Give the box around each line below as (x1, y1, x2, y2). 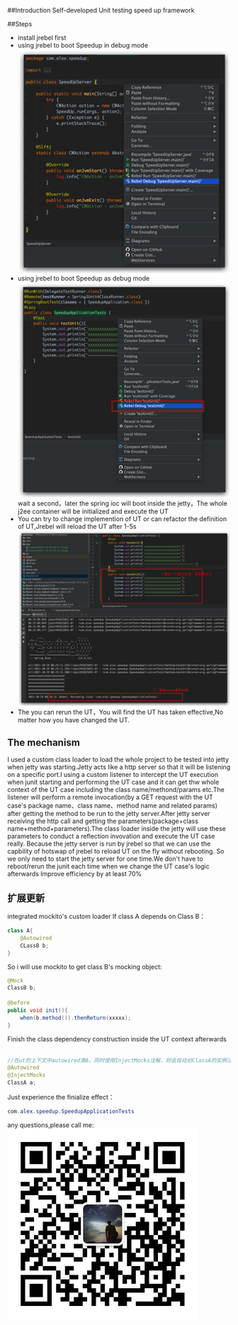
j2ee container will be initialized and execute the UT (17, 507, 169, 515)
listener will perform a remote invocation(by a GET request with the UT (7, 793, 214, 802)
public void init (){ (7, 1007, 69, 1014)
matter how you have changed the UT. (17, 716, 130, 725)
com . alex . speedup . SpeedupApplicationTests (7, 1108, 135, 1115)
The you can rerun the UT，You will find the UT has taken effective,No (17, 708, 224, 717)
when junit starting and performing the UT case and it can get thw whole (7, 778, 220, 786)
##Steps (7, 20, 33, 28)
